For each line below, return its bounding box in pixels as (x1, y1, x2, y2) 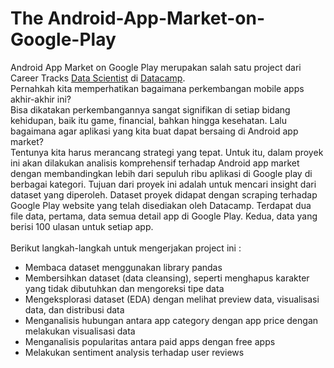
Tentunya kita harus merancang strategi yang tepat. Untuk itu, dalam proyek (10, 146, 324, 158)
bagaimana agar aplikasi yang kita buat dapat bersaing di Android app (10, 125, 299, 137)
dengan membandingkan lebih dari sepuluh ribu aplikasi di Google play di (10, 167, 313, 179)
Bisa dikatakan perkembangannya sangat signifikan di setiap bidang (10, 103, 291, 116)
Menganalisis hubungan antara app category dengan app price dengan (24, 314, 319, 326)
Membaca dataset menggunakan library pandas (24, 261, 223, 273)
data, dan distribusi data (24, 303, 125, 316)
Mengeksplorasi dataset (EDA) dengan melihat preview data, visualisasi (24, 293, 320, 305)
